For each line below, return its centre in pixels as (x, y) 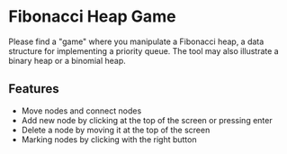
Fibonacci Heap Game (92, 17)
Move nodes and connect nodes (81, 111)
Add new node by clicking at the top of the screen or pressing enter (147, 120)
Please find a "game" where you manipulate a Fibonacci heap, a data (136, 41)
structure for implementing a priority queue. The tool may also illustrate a (144, 50)
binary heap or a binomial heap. (67, 60)
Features (34, 89)
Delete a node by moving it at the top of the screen (116, 130)
